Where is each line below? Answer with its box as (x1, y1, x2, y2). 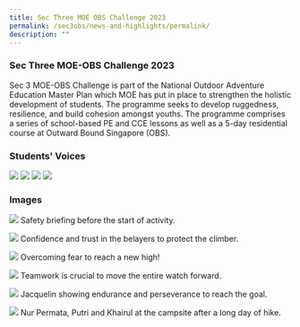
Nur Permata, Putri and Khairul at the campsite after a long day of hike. (20, 307, 282, 318)
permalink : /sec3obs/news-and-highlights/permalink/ (9, 22, 210, 30)
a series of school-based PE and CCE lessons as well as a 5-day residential (9, 117, 288, 128)
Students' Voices (9, 150, 86, 162)
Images (9, 194, 43, 206)
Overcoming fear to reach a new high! (20, 252, 160, 262)
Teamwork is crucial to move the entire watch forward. (20, 271, 222, 281)
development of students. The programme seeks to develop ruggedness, (9, 99, 279, 109)
